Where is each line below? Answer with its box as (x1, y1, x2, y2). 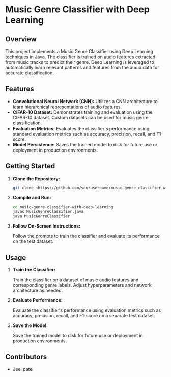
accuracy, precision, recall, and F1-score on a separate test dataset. (12, 312, 155, 318)
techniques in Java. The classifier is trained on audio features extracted (5, 54, 156, 60)
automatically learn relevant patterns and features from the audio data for (5, 65, 159, 70)
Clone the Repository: (12, 175, 60, 182)
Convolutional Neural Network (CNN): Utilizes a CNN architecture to (12, 98, 158, 104)
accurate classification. (5, 70, 54, 76)
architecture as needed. (12, 287, 63, 293)
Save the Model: (12, 322, 48, 329)
